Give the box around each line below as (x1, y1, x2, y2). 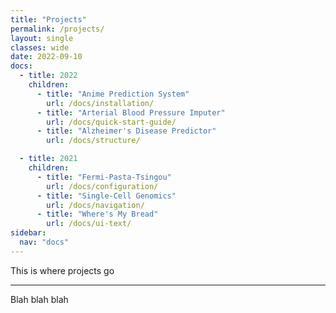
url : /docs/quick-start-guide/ (46, 117, 177, 127)
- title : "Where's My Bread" (36, 209, 159, 220)
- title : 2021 (19, 154, 78, 164)
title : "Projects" (10, 14, 87, 25)
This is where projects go (10, 264, 115, 276)
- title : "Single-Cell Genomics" (36, 191, 177, 201)
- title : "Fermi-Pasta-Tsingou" (36, 172, 172, 182)
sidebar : (10, 228, 47, 238)
